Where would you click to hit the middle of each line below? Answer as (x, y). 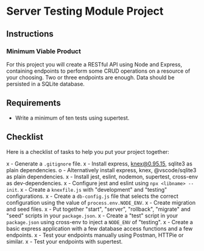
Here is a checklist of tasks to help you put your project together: (88, 151)
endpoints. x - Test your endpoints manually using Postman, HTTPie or (95, 235)
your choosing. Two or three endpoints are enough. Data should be (90, 77)
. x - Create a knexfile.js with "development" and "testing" (92, 189)
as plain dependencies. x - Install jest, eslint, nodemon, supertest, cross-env (102, 176)
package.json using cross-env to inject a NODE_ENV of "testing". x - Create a (100, 222)
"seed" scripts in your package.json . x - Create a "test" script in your (92, 216)
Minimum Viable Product (44, 51)
